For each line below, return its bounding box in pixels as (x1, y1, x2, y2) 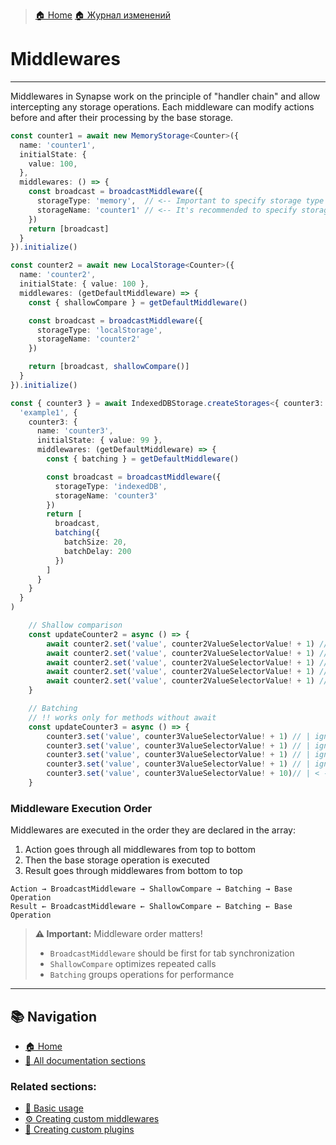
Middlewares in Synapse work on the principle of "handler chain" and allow (10, 90, 321, 102)
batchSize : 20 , (63, 537, 128, 548)
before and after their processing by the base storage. (10, 111, 234, 123)
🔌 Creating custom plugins (24, 1124, 135, 1136)
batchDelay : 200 (63, 546, 132, 556)
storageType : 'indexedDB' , (54, 481, 168, 491)
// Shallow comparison (28, 620, 123, 631)
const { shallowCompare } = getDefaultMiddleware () (28, 297, 248, 308)
